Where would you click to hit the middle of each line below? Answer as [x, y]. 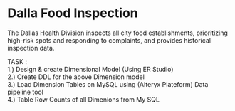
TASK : [17, 61]
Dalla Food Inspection [73, 13]
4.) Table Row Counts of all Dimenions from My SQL [84, 99]
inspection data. [31, 48]
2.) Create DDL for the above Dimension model [76, 77]
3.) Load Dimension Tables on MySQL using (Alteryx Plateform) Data [108, 84]
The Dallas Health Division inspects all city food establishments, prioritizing [117, 33]
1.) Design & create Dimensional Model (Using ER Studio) [90, 69]
